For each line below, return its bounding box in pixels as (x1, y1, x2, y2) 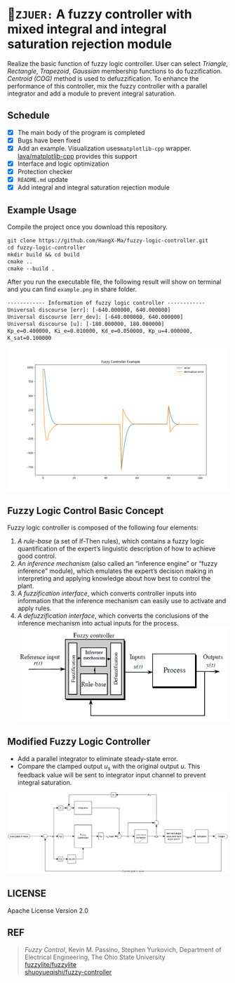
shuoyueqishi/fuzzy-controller (24, 968, 112, 976)
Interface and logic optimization (17, 159, 109, 168)
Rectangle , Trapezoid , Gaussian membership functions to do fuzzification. (7, 67, 222, 75)
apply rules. (17, 604, 52, 613)
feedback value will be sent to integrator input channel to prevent (17, 771, 206, 779)
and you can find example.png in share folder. (7, 285, 137, 293)
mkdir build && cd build (7, 251, 80, 258)
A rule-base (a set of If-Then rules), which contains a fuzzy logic (17, 537, 205, 546)
